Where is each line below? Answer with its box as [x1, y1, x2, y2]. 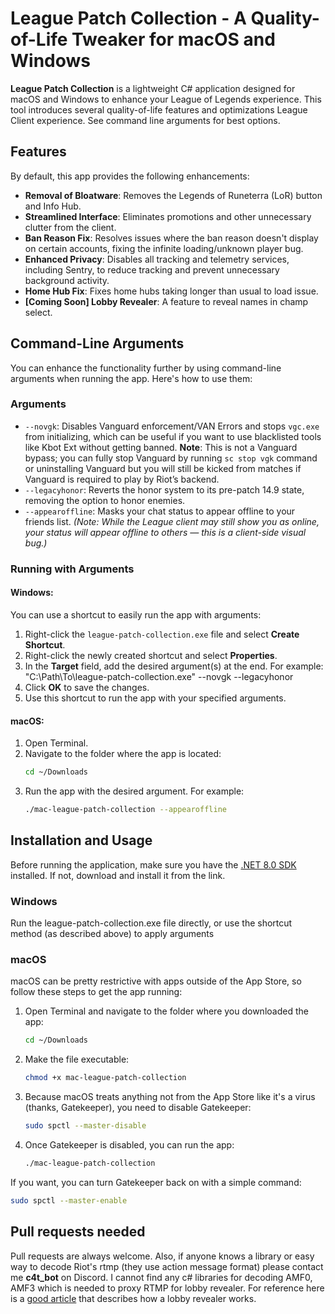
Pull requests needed [10, 1223, 146, 1241]
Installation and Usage [10, 832, 153, 849]
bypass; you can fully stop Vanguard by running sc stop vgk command [24, 452, 318, 464]
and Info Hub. [24, 200, 82, 212]
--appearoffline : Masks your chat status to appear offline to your [24, 505, 296, 517]
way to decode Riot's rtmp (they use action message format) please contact [10, 1260, 324, 1272]
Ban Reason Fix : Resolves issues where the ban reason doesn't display [24, 232, 319, 244]
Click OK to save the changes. [24, 681, 150, 693]
